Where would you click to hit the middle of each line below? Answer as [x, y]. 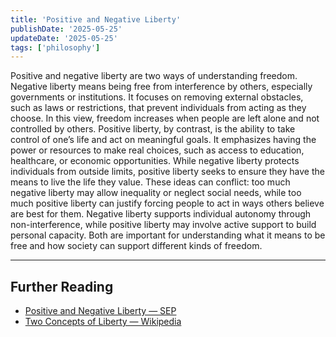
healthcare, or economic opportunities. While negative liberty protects [155, 161]
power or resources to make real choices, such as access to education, [157, 150]
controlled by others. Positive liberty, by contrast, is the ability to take [153, 129]
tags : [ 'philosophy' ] [55, 47]
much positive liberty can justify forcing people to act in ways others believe [167, 203]
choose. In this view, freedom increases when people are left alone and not [165, 118]
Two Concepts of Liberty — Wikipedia [103, 322]
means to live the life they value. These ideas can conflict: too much [150, 182]
